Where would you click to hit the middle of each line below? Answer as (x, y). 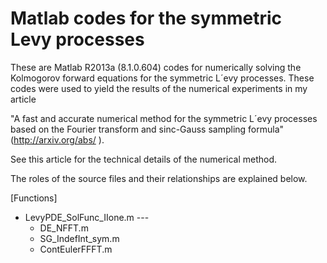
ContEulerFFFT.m (76, 249)
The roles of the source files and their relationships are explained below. (159, 178)
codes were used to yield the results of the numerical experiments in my (159, 88)
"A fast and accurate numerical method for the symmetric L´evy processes (164, 118)
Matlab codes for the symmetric (146, 18)
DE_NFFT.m (64, 228)
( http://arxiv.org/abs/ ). (57, 139)
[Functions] (34, 198)
